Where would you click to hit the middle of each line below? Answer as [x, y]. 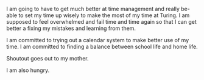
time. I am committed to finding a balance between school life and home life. [102, 46]
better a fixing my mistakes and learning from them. [71, 28]
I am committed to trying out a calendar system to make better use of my [98, 40]
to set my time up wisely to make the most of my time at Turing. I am [104, 15]
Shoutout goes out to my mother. [47, 58]
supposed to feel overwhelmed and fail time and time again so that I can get [101, 22]
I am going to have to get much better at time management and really [93, 9]
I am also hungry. [28, 70]
